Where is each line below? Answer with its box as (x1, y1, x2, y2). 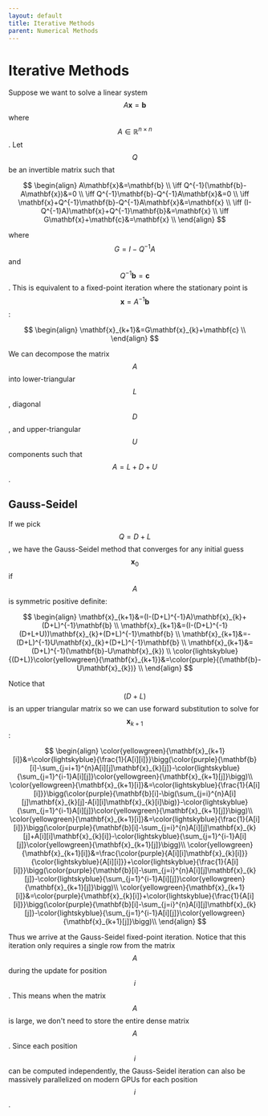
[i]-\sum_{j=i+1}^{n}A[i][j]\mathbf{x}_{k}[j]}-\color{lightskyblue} (29, 764, 241, 773)
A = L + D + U (112, 462, 158, 471)
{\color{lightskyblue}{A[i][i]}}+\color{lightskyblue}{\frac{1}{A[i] (30, 857, 239, 867)
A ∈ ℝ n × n (117, 125, 152, 136)
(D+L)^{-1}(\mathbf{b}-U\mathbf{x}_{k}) (31, 646, 164, 655)
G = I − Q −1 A (114, 242, 156, 254)
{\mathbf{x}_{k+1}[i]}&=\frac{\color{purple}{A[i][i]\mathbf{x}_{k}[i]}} (21, 849, 249, 858)
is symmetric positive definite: (8, 596, 108, 606)
